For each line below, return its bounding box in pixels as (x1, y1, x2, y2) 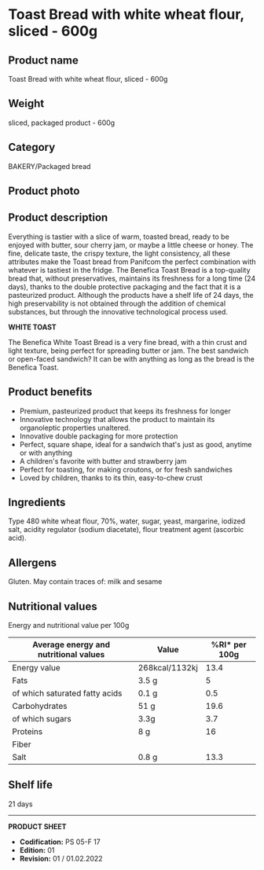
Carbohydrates (12, 701, 68, 712)
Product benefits (8, 385, 93, 398)
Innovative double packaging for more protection (19, 431, 178, 441)
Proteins (12, 726, 43, 737)
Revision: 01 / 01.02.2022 (19, 853, 104, 863)
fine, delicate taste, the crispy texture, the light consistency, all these (8, 248, 230, 258)
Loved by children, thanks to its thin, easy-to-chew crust (19, 473, 203, 483)
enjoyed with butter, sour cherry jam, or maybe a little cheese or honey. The (8, 240, 254, 249)
